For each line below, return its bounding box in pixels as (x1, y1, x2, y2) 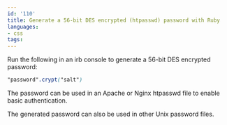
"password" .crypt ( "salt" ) (7, 76, 82, 84)
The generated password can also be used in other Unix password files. (7, 110, 214, 118)
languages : (7, 23, 39, 30)
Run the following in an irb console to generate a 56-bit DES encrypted (7, 55, 211, 64)
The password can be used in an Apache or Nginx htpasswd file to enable (7, 89, 220, 97)
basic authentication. (7, 96, 68, 105)
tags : (7, 36, 23, 43)
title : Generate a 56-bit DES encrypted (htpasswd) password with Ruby (7, 17, 220, 24)
